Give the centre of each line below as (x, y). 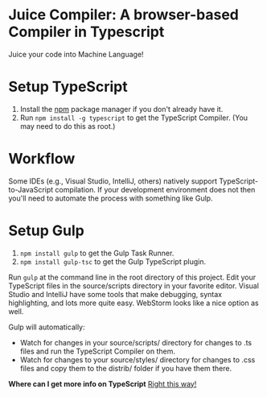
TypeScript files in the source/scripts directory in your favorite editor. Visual (134, 285)
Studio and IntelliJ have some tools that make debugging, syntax (115, 294)
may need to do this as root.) (68, 126)
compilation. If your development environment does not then (155, 189)
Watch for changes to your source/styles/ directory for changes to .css (138, 359)
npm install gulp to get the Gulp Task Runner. (97, 253)
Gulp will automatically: (47, 327)
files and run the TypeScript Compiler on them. (97, 351)
